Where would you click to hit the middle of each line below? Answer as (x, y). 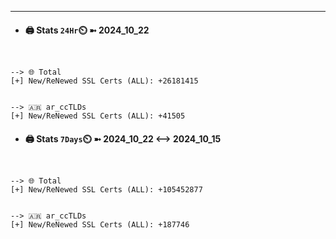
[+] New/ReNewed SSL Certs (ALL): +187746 (100, 225)
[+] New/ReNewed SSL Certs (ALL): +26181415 (104, 81)
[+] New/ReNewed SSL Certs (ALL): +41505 (98, 116)
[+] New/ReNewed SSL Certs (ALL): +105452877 (106, 190)
